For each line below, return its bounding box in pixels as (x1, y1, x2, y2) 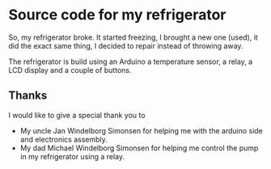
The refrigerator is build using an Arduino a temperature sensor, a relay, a (8, 57, 253, 66)
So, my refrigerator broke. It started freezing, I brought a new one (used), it (8, 32, 259, 42)
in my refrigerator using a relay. (19, 151, 125, 161)
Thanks (8, 89, 48, 103)
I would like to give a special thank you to (8, 110, 146, 120)
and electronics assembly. (19, 134, 108, 144)
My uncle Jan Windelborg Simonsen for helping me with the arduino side (19, 125, 263, 135)
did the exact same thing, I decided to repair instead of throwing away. (8, 40, 243, 50)
